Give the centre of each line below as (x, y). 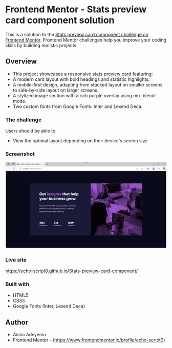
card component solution (60, 20)
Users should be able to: (31, 131)
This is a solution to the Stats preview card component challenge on (77, 34)
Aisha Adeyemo (29, 334)
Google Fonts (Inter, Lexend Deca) (49, 306)
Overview (21, 62)
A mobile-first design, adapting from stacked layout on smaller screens (88, 84)
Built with (17, 284)
